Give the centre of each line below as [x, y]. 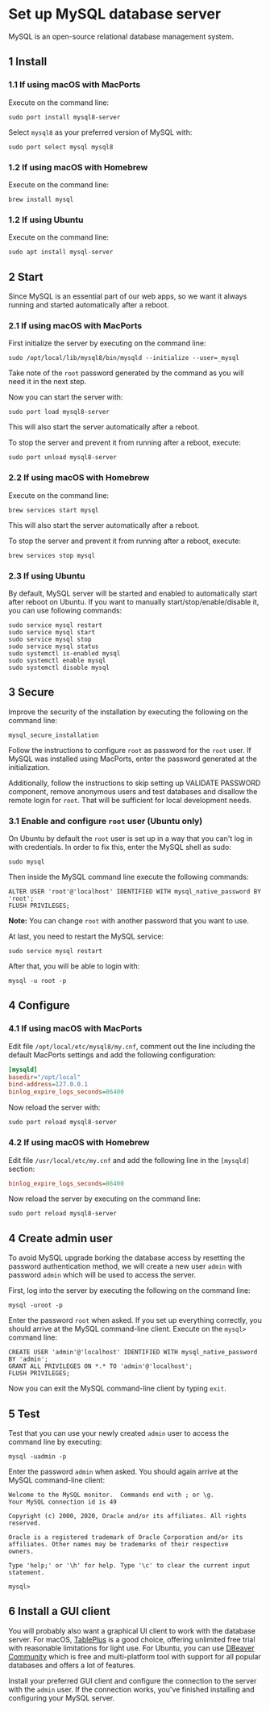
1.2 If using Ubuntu [46, 220]
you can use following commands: [65, 610]
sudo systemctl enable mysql [57, 660]
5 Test [24, 1414]
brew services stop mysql [52, 555]
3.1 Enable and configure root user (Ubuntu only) [106, 821]
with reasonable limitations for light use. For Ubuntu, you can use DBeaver [132, 1648]
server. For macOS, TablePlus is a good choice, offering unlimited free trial [132, 1639]
